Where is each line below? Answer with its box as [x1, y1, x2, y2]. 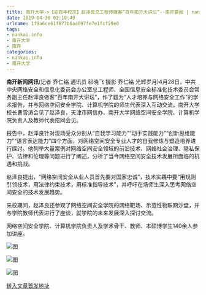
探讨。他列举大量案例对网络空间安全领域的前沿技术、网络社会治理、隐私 [11, 145, 194, 152]
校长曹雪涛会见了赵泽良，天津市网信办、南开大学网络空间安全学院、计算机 [6, 109, 194, 116]
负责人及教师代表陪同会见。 [11, 116, 82, 123]
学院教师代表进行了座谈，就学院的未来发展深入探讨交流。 [11, 209, 157, 216]
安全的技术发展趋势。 [11, 188, 66, 196]
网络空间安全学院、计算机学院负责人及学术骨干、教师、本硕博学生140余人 [6, 222, 193, 229]
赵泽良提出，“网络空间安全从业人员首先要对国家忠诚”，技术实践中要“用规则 [6, 173, 196, 180]
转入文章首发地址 [6, 282, 50, 289]
